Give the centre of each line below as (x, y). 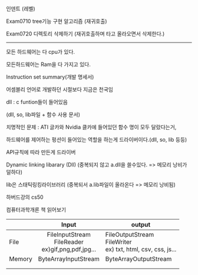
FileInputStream (69, 235)
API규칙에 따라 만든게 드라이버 (41, 152)
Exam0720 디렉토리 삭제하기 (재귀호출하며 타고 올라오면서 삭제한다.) (85, 34)
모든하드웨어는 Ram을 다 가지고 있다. (49, 64)
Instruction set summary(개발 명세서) (50, 77)
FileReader (69, 242)
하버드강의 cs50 (25, 197)
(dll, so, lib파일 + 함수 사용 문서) (43, 114)
